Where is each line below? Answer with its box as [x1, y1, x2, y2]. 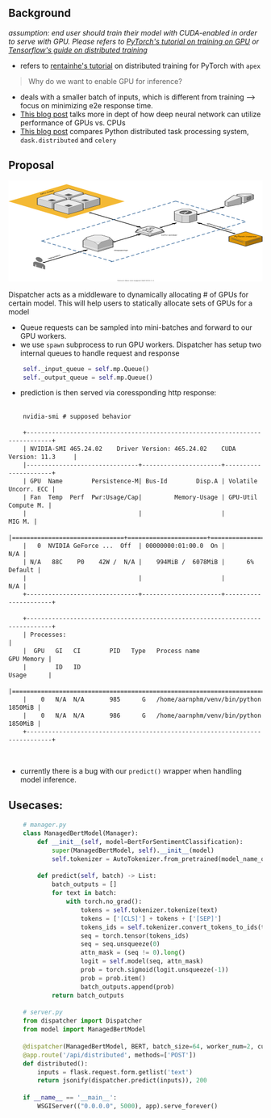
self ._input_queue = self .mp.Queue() [23, 365, 150, 373]
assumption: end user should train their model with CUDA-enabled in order [8, 27, 258, 37]
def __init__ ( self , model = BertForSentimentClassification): [37, 837, 244, 846]
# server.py [23, 1008, 63, 1017]
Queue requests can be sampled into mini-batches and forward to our [19, 323, 252, 332]
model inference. [19, 775, 77, 785]
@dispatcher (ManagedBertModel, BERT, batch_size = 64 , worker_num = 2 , [23, 1042, 254, 1050]
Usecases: [8, 798, 63, 812]
